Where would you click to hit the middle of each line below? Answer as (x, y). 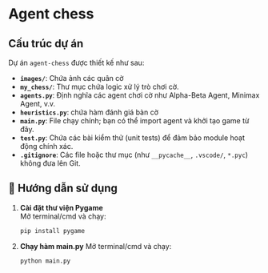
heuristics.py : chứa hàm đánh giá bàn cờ (89, 112)
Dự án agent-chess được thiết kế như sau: (76, 62)
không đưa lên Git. (50, 163)
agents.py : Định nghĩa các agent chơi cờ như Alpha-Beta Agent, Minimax (140, 95)
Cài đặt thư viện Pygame (62, 207)
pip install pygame (52, 231)
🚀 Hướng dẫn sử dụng (63, 189)
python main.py (45, 261)
